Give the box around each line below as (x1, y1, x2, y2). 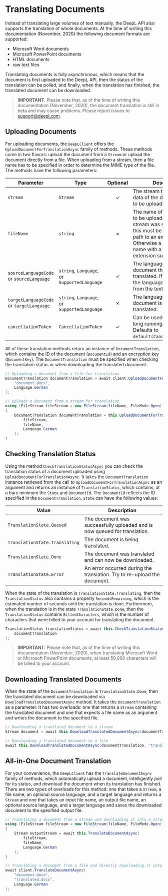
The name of (132, 208, 163, 215)
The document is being (84, 536, 138, 543)
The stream (132, 188, 160, 195)
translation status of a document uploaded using (5, 468, 105, 474)
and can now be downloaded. (84, 556, 154, 563)
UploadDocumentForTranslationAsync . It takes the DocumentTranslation (5, 474, 148, 480)
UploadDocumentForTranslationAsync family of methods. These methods (5, 146, 152, 152)
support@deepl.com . (17, 113, 61, 119)
